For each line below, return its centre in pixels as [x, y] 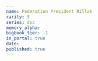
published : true [26, 49]
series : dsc [20, 22]
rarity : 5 [18, 17]
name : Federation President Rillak [49, 11]
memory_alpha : [23, 28]
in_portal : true [26, 38]
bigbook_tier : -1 [27, 33]
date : [13, 44]
